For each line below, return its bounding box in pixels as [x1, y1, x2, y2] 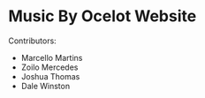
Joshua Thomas [20, 71, 80, 81]
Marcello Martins [20, 52, 83, 63]
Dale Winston [20, 80, 71, 91]
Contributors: [8, 35, 57, 46]
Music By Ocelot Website [8, 6, 197, 26]
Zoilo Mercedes [20, 62, 79, 72]
